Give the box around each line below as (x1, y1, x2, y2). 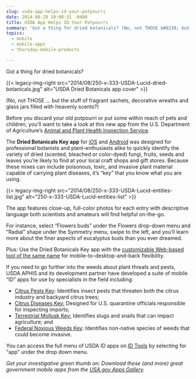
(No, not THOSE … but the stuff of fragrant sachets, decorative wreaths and (6, 97, 189, 104)
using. (6, 175, 21, 182)
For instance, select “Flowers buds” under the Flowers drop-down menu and (6, 222, 191, 229)
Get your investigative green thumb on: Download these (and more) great (6, 360, 183, 367)
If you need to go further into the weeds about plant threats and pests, (6, 263, 176, 270)
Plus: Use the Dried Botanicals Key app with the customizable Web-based (6, 245, 184, 252)
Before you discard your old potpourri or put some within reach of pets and (6, 114, 187, 121)
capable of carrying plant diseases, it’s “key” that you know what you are (6, 169, 182, 176)
